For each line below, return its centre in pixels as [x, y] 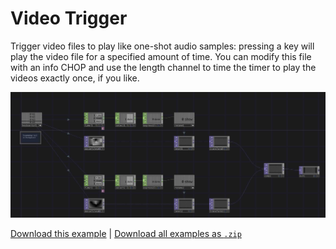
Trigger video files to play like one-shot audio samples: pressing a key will [162, 46]
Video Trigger [69, 18]
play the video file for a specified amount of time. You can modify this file [161, 56]
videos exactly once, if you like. [75, 78]
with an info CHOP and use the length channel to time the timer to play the [163, 67]
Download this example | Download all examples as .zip [126, 234]
